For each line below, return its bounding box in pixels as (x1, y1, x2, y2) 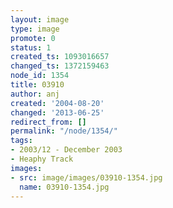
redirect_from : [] (10, 117, 87, 127)
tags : (10, 136, 33, 146)
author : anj (10, 89, 60, 99)
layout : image (10, 14, 70, 25)
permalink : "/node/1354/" (10, 126, 118, 136)
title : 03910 (10, 80, 65, 90)
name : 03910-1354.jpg (19, 182, 110, 192)
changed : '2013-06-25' (10, 107, 105, 118)
